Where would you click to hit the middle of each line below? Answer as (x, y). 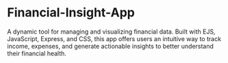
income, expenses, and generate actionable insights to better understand (111, 46)
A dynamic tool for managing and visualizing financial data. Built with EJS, (111, 32)
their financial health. (37, 53)
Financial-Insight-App (71, 13)
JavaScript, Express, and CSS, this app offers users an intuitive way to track (114, 38)
